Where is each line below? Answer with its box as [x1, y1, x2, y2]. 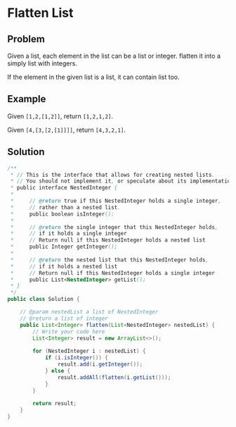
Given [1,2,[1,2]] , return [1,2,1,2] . [7, 111, 114, 120]
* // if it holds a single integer [10, 230, 128, 237]
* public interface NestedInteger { [10, 185, 118, 192]
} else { [44, 367, 71, 374]
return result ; [32, 400, 77, 407]
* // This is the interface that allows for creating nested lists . [10, 171, 216, 178]
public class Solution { [7, 296, 80, 303]
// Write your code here [32, 328, 105, 335]
